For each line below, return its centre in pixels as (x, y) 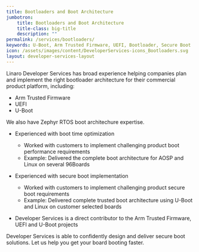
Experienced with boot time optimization (65, 133)
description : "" (37, 34)
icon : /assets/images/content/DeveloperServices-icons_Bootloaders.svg (97, 51)
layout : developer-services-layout (50, 56)
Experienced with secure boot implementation (71, 176)
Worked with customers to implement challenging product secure (104, 187)
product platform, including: (40, 86)
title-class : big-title (47, 28)
